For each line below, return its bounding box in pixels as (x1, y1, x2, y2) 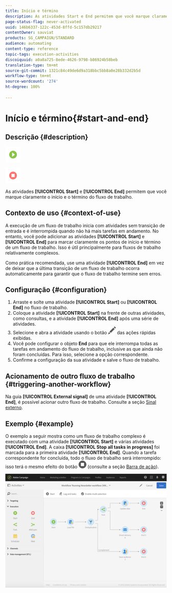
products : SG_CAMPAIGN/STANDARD (5, 35, 74, 41)
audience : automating (5, 41, 52, 46)
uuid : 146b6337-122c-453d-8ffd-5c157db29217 (5, 25, 102, 30)
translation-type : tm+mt (5, 62, 58, 68)
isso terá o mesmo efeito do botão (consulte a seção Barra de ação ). (5, 463, 159, 470)
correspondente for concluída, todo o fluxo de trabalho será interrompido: (5, 455, 161, 461)
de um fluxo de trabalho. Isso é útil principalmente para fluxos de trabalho (5, 244, 161, 250)
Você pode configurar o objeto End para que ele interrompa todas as (12, 340, 158, 347)
